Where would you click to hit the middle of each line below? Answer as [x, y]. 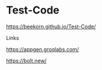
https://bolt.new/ [27, 61]
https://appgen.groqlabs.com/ [43, 49]
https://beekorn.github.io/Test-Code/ [51, 26]
